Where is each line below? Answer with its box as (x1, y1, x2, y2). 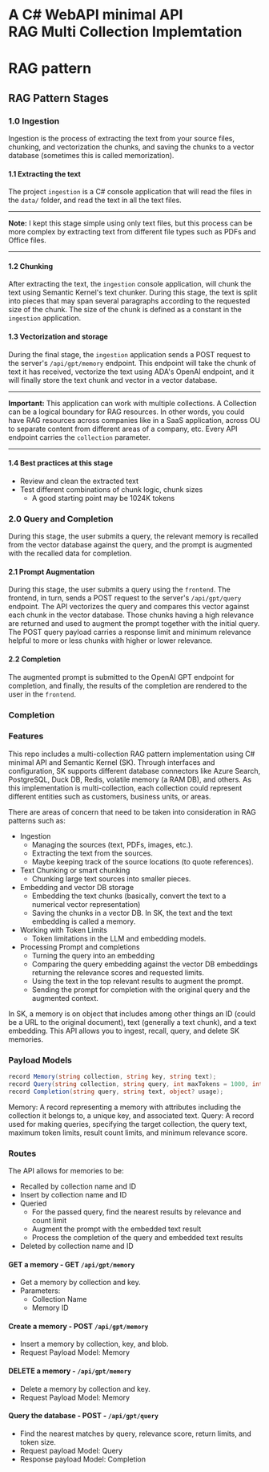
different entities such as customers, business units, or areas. (8, 791, 211, 801)
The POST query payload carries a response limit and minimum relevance (8, 628, 251, 637)
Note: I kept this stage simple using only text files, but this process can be (8, 218, 253, 228)
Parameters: (19, 1286, 61, 1295)
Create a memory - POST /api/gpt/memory (8, 1321, 149, 1331)
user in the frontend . (8, 689, 76, 699)
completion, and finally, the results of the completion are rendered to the (8, 681, 247, 690)
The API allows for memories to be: (8, 1166, 124, 1176)
